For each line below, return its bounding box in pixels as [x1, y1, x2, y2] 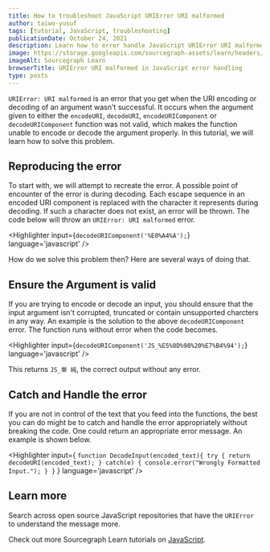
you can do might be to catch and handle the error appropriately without [8, 418, 247, 427]
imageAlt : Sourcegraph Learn [8, 57, 106, 65]
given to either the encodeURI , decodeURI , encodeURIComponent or [8, 110, 217, 121]
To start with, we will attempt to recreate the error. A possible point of [8, 181, 239, 190]
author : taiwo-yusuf [8, 19, 78, 27]
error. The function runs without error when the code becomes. [8, 325, 219, 334]
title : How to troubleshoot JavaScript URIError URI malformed [8, 11, 225, 20]
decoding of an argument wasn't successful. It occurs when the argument [8, 102, 254, 112]
